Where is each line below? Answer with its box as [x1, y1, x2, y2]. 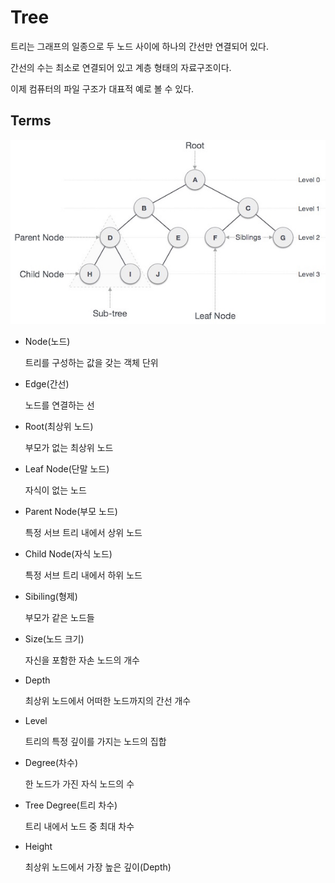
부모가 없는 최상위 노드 [24, 441, 114, 453]
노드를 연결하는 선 [24, 399, 95, 411]
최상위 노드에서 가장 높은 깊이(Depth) [24, 861, 172, 873]
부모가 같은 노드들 [24, 611, 95, 623]
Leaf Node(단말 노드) [24, 462, 110, 475]
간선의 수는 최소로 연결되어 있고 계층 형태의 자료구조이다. [10, 61, 232, 73]
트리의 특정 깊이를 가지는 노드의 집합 [24, 735, 167, 747]
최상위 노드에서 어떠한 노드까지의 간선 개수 [24, 694, 192, 706]
